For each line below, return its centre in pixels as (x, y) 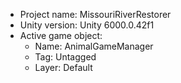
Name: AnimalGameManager (94, 46)
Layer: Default (63, 67)
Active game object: (61, 35)
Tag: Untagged (65, 57)
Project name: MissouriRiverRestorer (95, 14)
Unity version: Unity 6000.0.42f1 (87, 25)
